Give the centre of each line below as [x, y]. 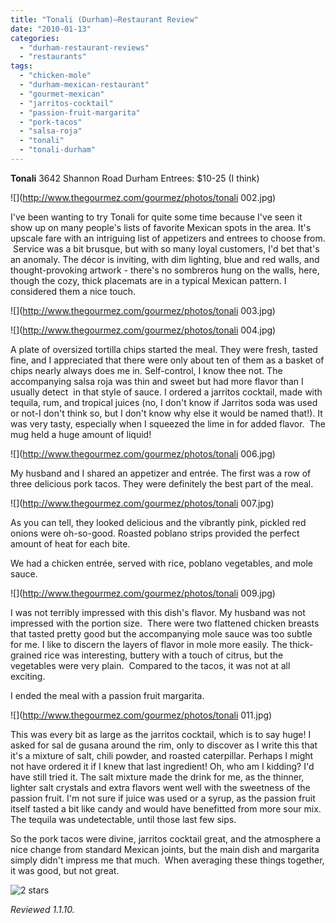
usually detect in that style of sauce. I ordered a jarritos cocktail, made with [166, 392]
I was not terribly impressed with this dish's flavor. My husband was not [158, 612]
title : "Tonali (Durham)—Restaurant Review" [104, 19]
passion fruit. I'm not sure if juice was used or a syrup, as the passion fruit [163, 798]
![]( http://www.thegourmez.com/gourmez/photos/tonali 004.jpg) [143, 330]
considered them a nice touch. [73, 291]
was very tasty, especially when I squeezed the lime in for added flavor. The [168, 423]
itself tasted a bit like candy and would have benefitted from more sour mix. [166, 808]
